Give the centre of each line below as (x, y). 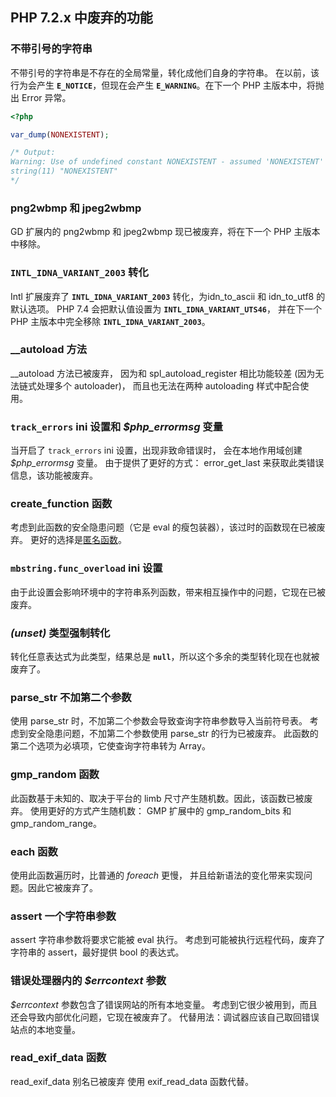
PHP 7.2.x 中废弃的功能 (81, 18)
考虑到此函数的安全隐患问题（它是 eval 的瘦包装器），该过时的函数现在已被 (163, 527)
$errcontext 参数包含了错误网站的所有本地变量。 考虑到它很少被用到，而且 (164, 1004)
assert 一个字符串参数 (63, 916)
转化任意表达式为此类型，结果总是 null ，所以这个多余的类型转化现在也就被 (165, 657)
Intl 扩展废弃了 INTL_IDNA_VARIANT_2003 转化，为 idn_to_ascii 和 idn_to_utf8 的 (168, 296)
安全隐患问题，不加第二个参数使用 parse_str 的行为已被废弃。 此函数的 (173, 734)
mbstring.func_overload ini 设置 (86, 568)
